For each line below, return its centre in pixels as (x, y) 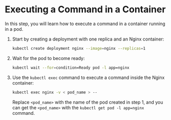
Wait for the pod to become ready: (48, 58)
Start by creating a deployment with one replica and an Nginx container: (88, 39)
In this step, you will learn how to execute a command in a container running (85, 24)
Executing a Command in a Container (85, 9)
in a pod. (14, 29)
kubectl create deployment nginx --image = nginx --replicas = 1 (79, 48)
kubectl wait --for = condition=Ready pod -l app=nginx (71, 68)
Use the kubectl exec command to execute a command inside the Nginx (88, 77)
